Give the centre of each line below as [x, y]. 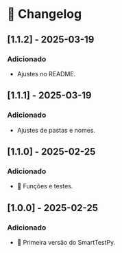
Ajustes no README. [46, 74]
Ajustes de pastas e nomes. [56, 130]
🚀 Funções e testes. [45, 186]
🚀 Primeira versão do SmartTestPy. [66, 242]
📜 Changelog [45, 14]
